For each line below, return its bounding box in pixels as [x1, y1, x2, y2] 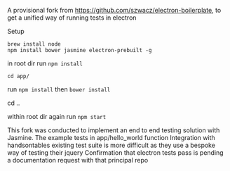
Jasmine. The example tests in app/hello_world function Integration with [7, 134, 215, 141]
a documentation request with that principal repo [7, 156, 149, 164]
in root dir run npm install [7, 59, 83, 68]
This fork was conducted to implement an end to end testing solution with [7, 126, 220, 134]
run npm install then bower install [7, 85, 111, 94]
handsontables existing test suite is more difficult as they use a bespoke [7, 141, 216, 149]
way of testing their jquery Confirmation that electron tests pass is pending [7, 148, 224, 157]
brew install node [7, 41, 61, 48]
